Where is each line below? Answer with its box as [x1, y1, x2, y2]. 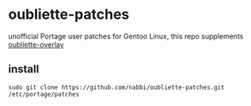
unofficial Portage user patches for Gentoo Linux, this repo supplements [8, 31, 244, 41]
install [8, 63, 40, 76]
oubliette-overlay [8, 39, 65, 49]
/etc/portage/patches [8, 90, 80, 98]
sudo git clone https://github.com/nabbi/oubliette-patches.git [8, 83, 225, 91]
